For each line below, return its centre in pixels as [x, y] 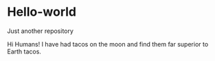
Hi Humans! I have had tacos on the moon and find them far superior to [108, 44]
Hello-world [42, 12]
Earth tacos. [24, 51]
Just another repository [41, 31]
